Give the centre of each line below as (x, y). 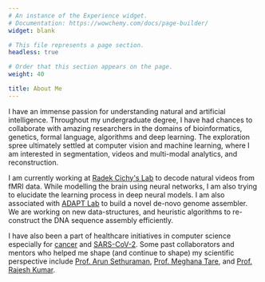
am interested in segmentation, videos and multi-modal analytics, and (123, 153)
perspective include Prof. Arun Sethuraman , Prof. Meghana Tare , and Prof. (131, 261)
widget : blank (32, 30)
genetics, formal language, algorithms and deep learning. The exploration (129, 137)
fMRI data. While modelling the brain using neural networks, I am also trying (133, 186)
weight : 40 (26, 74)
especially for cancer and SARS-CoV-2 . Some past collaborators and (121, 244)
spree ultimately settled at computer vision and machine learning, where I (129, 145)
